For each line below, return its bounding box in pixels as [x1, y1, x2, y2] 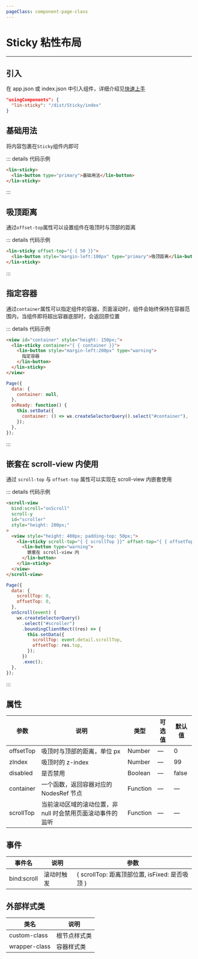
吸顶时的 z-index [41, 758, 89, 767]
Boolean [127, 769, 151, 777]
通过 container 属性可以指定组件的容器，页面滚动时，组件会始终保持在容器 [6, 305, 185, 312]
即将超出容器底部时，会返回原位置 [37, 312, 120, 319]
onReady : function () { [11, 402, 67, 408]
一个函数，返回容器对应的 [41, 780, 113, 788]
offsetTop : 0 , [16, 598, 51, 605]
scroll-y [11, 511, 33, 517]
